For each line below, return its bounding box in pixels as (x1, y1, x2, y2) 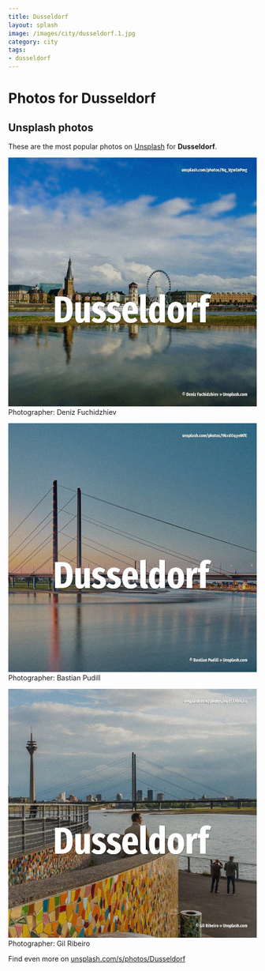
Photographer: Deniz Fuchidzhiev (8, 408, 117, 416)
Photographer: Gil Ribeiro (8, 939, 91, 948)
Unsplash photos (8, 121, 94, 134)
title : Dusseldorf (8, 13, 69, 21)
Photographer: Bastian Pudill (8, 673, 101, 683)
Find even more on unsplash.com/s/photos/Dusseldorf (8, 954, 186, 963)
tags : (8, 46, 26, 55)
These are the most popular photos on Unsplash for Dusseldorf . (8, 142, 218, 151)
